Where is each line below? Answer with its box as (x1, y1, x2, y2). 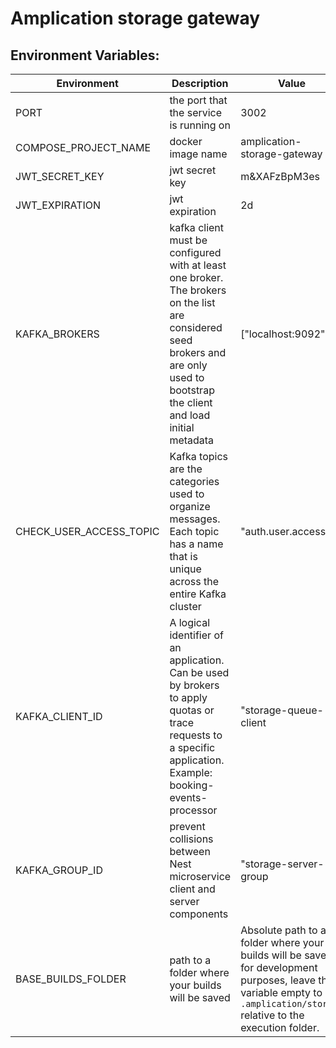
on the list (169, 296, 216, 309)
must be (169, 233, 208, 247)
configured (169, 246, 222, 259)
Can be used (169, 666, 230, 679)
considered (169, 321, 223, 334)
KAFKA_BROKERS (15, 327, 100, 341)
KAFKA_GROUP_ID (15, 863, 103, 877)
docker (169, 135, 203, 148)
